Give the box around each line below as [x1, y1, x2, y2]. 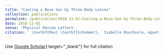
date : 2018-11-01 [5, 21, 41, 26]
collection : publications [5, 12, 58, 17]
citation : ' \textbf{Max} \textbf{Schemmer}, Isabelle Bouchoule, [5, 30, 146, 35]
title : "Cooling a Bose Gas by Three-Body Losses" [5, 7, 111, 12]
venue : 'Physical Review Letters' [5, 26, 76, 30]
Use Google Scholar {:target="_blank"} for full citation [5, 44, 113, 49]
